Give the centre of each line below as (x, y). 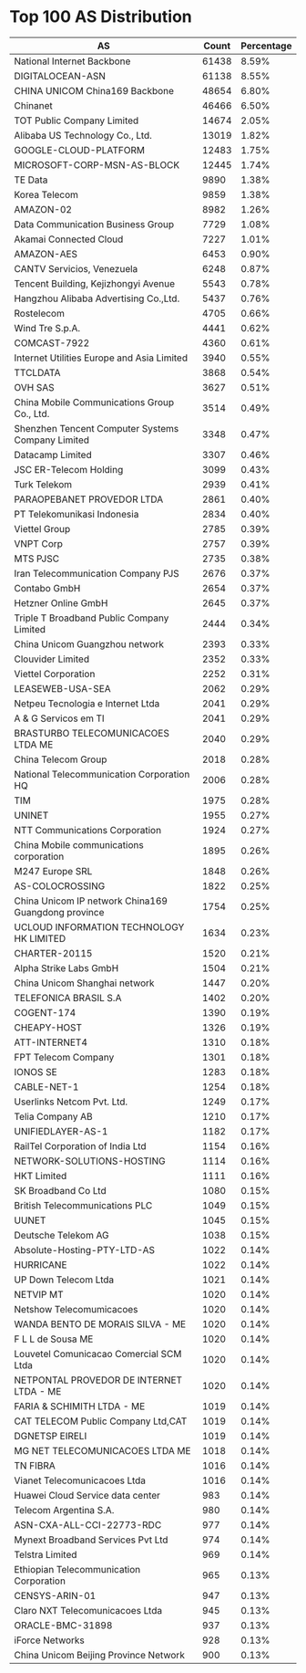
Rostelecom (40, 313)
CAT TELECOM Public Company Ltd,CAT (101, 1421)
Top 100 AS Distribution (101, 17)
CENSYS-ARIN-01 (55, 1595)
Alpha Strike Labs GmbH (66, 967)
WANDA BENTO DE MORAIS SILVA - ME (100, 1323)
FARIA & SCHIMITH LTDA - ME (80, 1406)
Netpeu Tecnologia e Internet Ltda (87, 703)
